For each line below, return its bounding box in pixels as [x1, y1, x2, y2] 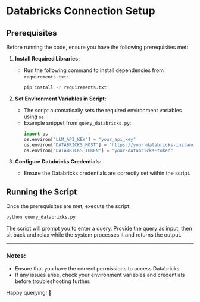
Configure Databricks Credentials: [14, 158, 102, 165]
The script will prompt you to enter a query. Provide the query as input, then [6, 225, 192, 232]
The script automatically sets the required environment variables [23, 106, 182, 114]
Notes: [6, 251, 26, 260]
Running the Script [6, 187, 77, 197]
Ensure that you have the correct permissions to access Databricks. [14, 265, 182, 272]
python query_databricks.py [6, 214, 76, 221]
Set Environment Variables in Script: [14, 95, 107, 102]
